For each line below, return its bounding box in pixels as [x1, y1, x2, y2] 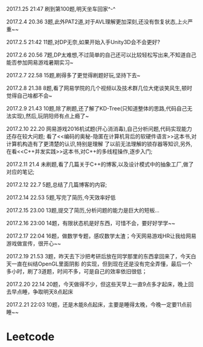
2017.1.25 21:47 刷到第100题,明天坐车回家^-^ [6, 5, 116, 12]
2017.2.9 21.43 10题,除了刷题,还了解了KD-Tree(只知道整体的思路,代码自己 [6, 105, 187, 112]
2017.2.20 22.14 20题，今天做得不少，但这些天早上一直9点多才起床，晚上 [6, 281, 188, 288]
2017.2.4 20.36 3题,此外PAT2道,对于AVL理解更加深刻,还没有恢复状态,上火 [6, 18, 188, 25]
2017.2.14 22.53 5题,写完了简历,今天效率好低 [6, 194, 116, 201]
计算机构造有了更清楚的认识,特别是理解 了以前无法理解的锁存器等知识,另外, [6, 141, 193, 147]
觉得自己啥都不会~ [6, 92, 53, 99]
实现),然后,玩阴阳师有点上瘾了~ [11, 112, 89, 119]
